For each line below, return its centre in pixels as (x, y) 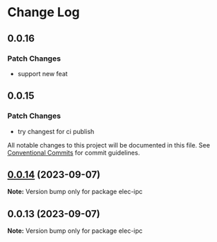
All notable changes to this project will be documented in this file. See (109, 145)
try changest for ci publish (56, 131)
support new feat (43, 73)
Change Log (43, 12)
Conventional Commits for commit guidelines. (74, 152)
